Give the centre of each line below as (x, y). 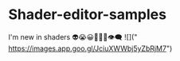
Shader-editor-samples (88, 15)
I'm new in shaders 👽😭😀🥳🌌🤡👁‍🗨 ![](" (73, 36)
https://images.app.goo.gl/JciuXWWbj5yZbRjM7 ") (90, 48)
